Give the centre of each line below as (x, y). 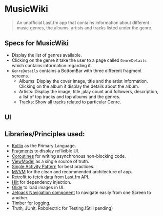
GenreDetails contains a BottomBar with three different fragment (77, 71)
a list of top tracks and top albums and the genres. (70, 96)
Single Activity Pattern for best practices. (53, 166)
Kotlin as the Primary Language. (44, 145)
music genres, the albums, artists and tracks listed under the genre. (84, 27)
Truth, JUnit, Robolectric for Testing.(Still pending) (62, 208)
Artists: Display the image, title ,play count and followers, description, (89, 91)
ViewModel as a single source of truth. (51, 161)
